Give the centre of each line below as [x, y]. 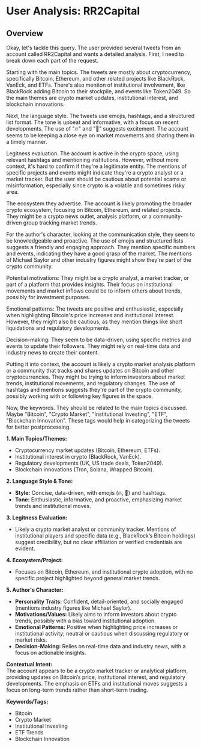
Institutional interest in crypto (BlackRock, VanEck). [78, 457]
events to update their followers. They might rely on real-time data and [94, 346]
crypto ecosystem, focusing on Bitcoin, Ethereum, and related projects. [94, 210]
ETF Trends [29, 732]
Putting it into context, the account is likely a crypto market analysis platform [101, 364]
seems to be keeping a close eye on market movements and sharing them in [100, 135]
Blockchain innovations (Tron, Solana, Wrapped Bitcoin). [84, 470]
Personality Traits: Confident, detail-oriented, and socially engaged [99, 601]
